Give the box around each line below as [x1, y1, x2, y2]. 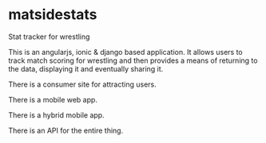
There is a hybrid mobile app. [8, 110, 105, 120]
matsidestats [8, 6, 97, 24]
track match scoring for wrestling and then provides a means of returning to [8, 56, 258, 65]
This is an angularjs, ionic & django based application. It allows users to [8, 47, 243, 56]
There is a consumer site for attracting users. [8, 79, 157, 89]
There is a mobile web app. [8, 95, 98, 104]
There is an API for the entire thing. [8, 126, 124, 135]
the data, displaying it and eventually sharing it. [8, 64, 164, 73]
